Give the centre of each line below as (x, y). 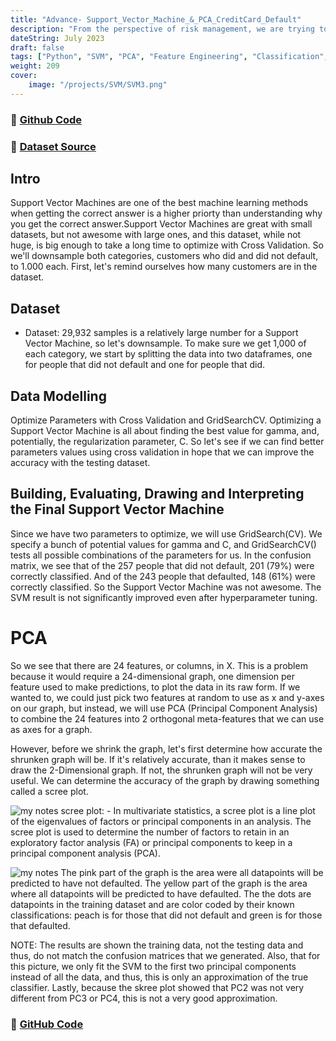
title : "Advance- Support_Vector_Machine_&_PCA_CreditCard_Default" (156, 19)
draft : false (37, 47)
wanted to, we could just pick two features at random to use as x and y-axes (167, 697)
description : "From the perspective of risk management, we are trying (162, 29)
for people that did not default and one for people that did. (144, 365)
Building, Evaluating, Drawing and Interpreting (157, 494)
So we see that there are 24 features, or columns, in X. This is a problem (159, 665)
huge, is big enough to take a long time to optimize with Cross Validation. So (167, 245)
